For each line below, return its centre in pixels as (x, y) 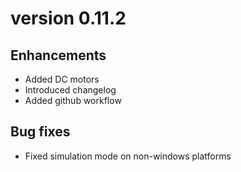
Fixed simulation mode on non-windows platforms (128, 156)
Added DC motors (62, 79)
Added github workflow (73, 100)
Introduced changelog (70, 90)
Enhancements (58, 55)
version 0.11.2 (68, 18)
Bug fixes (40, 132)
